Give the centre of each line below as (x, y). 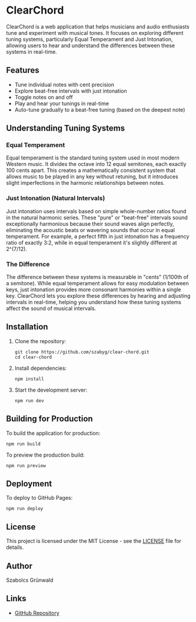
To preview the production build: (45, 455)
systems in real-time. (31, 51)
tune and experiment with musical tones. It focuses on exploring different (95, 32)
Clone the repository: (40, 341)
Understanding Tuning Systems (66, 128)
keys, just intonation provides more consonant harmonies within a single (94, 289)
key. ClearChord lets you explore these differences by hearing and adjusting (98, 296)
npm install (29, 379)
